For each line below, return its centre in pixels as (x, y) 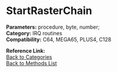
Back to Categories (29, 57)
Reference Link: (26, 50)
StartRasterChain (49, 11)
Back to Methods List (32, 63)
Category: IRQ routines (34, 33)
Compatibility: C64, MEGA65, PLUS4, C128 (59, 39)
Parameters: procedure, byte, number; (53, 27)
